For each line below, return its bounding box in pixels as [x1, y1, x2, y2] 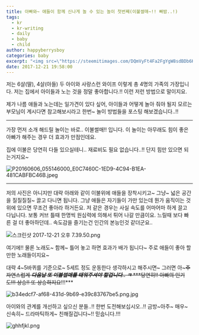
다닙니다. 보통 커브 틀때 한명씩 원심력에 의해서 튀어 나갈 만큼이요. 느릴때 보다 [6, 211, 183, 219]
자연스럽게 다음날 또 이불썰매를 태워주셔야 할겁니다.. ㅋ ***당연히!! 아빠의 [6, 272, 174, 279]
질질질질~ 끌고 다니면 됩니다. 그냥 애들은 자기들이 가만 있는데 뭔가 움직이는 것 [12, 197, 191, 204]
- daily [11, 31, 31, 37]
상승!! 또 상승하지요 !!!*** [17, 279, 73, 286]
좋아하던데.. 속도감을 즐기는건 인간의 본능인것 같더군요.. [24, 219, 153, 226]
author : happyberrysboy [6, 47, 65, 53]
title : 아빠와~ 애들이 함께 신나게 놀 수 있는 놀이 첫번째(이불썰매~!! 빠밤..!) [6, 8, 178, 15]
